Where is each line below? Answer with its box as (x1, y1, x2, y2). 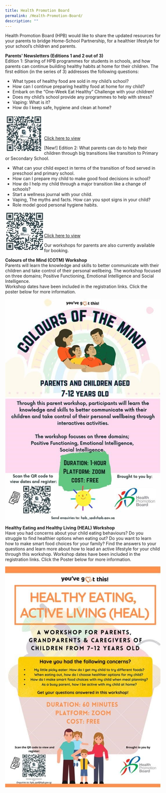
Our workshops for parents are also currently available (44, 242, 155, 248)
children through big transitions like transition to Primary (44, 150, 159, 156)
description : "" (5, 18, 39, 23)
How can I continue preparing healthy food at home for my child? (12, 83, 145, 89)
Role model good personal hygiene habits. (12, 202, 98, 208)
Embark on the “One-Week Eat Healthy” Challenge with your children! (12, 89, 154, 95)
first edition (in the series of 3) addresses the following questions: (5, 68, 139, 74)
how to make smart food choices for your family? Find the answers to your (5, 541, 157, 547)
